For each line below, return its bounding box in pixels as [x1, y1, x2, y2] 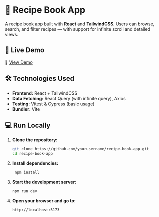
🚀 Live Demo [5, 46, 45, 54]
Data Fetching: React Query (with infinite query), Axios [12, 95, 126, 101]
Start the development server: [12, 179, 77, 185]
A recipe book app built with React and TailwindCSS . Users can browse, [5, 21, 155, 27]
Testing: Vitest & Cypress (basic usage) [12, 101, 95, 107]
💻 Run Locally [5, 121, 51, 129]
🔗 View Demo [5, 59, 33, 65]
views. [5, 31, 19, 37]
